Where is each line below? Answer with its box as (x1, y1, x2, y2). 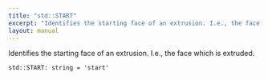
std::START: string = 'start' (8, 64, 110, 72)
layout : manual (8, 26, 59, 34)
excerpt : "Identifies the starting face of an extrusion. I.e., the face (8, 19, 261, 27)
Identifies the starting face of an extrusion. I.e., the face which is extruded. (8, 49, 255, 58)
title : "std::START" (8, 11, 78, 20)
